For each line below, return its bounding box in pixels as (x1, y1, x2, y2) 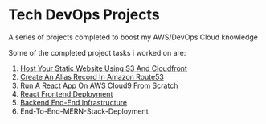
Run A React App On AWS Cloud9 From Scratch (19, 81, 178, 90)
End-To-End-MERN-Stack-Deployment (19, 106, 149, 116)
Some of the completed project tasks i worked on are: (8, 48, 186, 57)
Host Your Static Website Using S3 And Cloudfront (19, 63, 187, 73)
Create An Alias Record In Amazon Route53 (19, 72, 165, 81)
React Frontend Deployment (19, 89, 113, 98)
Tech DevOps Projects (8, 6, 160, 24)
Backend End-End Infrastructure (19, 97, 127, 107)
